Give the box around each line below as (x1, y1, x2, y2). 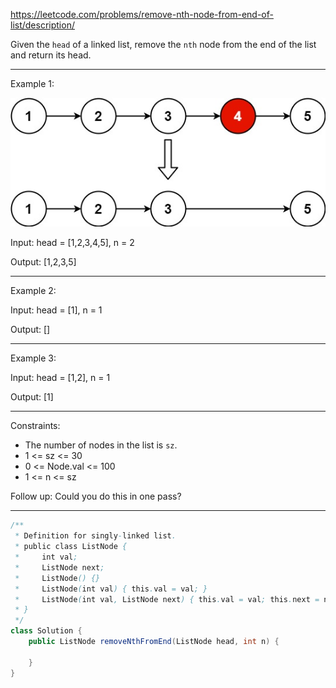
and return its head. (10, 49, 92, 61)
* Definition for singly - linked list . (14, 531, 177, 541)
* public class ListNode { (14, 542, 128, 552)
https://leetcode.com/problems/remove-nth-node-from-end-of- (10, 9, 274, 20)
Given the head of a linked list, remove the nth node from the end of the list (10, 39, 317, 50)
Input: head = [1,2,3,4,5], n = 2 (10, 237, 135, 249)
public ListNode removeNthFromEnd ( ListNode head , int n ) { (28, 637, 280, 647)
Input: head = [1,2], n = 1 (10, 372, 111, 384)
